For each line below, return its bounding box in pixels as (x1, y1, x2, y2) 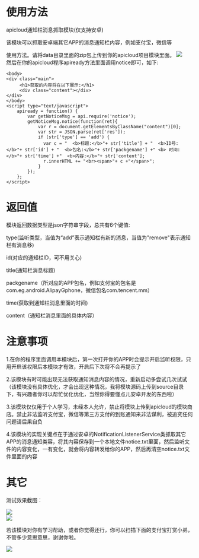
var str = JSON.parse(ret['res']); (37, 129, 126, 135)
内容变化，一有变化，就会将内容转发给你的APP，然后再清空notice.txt (16, 445, 185, 452)
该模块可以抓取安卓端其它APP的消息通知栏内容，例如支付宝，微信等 (6, 39, 172, 46)
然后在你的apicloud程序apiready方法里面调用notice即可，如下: (6, 59, 159, 66)
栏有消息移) (6, 241, 34, 248)
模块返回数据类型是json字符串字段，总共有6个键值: (6, 221, 130, 229)
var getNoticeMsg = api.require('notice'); (27, 113, 136, 119)
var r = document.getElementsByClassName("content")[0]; (37, 123, 182, 129)
